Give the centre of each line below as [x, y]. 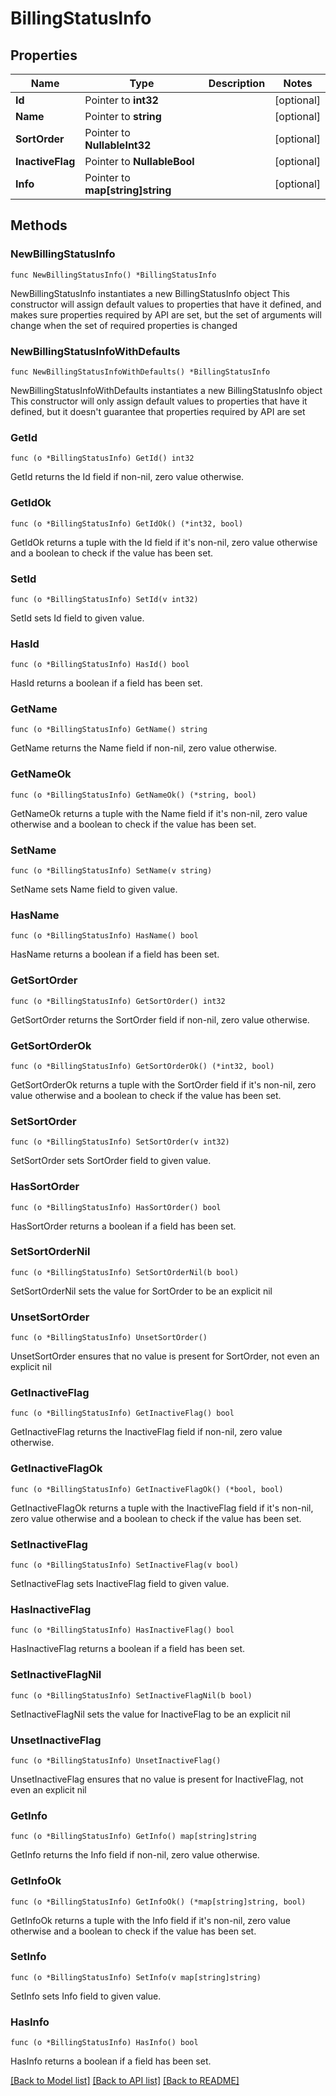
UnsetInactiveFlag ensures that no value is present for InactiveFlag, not [157, 1779]
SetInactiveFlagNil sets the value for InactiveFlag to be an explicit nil [150, 1714]
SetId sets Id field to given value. [77, 618]
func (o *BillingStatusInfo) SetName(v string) [111, 871]
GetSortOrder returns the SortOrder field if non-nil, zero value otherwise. [160, 1019]
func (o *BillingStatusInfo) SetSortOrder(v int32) [120, 1142]
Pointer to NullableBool [139, 161]
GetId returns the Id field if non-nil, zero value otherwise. [127, 477]
